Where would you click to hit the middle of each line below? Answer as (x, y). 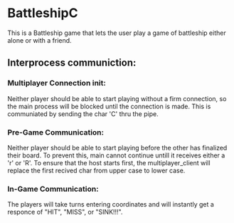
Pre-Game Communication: (56, 132)
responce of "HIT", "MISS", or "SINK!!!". (65, 212)
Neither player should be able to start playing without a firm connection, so (117, 98)
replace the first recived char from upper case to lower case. (96, 170)
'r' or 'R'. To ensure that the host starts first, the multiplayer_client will (109, 162)
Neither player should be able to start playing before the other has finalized (117, 147)
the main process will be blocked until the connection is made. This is (109, 106)
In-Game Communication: (53, 189)
